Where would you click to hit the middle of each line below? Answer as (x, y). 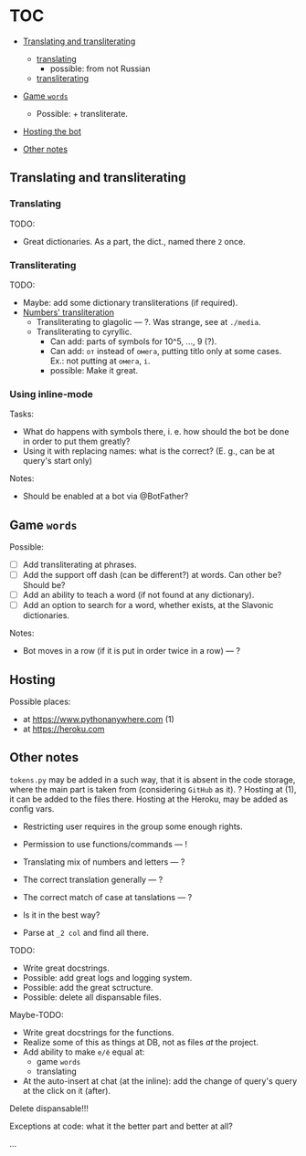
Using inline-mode (52, 394)
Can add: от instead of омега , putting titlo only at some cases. (166, 351)
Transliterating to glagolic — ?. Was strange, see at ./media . (148, 321)
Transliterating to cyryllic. (84, 331)
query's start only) (58, 461)
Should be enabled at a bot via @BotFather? (106, 496)
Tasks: (22, 414)
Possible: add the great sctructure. (88, 987)
